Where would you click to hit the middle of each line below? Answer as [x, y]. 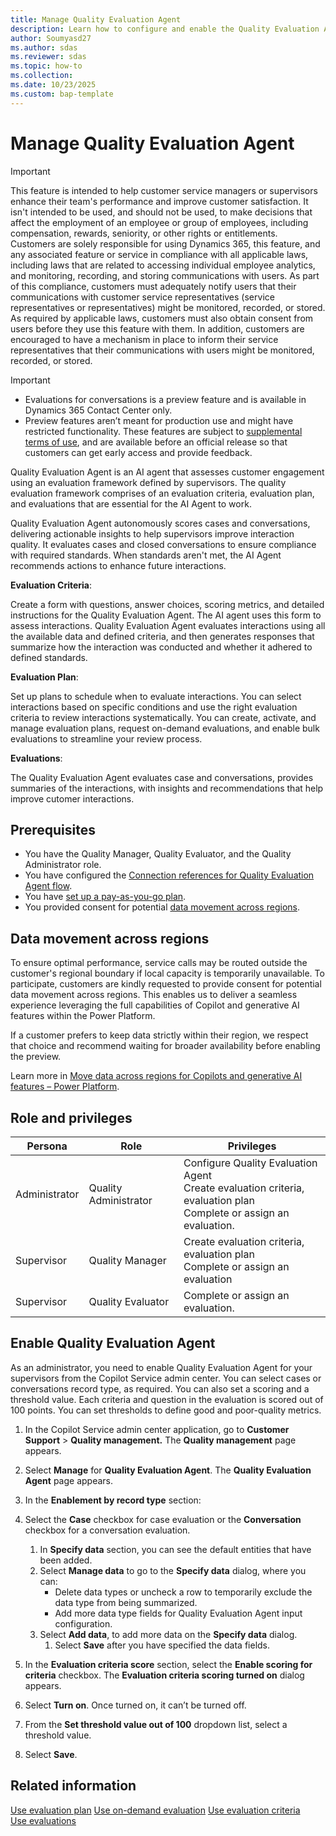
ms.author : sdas [44, 47]
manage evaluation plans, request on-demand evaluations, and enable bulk [165, 728]
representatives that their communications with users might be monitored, [162, 350]
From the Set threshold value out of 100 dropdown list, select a [156, 1724]
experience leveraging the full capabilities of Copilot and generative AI [155, 1005]
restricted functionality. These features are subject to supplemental [163, 431]
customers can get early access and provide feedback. [138, 452]
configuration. [83, 1623]
